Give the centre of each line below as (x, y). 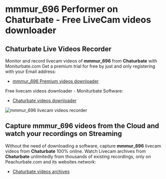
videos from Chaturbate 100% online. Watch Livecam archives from (76, 151)
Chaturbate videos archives (41, 171)
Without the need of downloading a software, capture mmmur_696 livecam (83, 145)
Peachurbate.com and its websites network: (51, 161)
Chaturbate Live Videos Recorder (58, 49)
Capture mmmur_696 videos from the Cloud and (82, 126)
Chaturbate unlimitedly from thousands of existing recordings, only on (78, 156)
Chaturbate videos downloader (44, 100)
